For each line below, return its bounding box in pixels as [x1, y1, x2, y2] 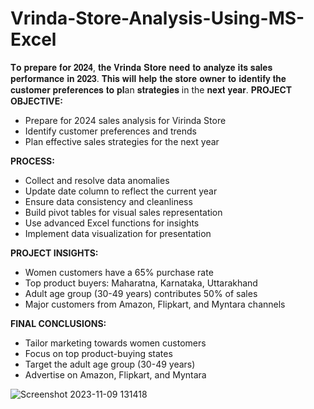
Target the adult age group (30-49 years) [24, 358, 196, 370]
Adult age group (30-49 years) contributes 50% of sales [24, 287, 258, 299]
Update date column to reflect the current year [24, 185, 218, 197]
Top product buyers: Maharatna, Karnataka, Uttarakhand [24, 277, 258, 289]
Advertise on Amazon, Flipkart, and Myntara [24, 368, 207, 381]
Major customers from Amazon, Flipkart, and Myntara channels [24, 298, 286, 310]
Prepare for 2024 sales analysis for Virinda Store [24, 114, 227, 126]
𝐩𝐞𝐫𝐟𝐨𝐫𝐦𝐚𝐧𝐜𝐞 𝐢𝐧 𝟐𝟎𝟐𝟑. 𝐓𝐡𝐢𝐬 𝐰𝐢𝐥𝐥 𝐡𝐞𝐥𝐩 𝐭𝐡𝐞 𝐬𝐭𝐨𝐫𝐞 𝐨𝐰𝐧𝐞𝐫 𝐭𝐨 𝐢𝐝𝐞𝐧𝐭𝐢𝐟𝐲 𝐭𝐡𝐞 [10, 72, 287, 84]
